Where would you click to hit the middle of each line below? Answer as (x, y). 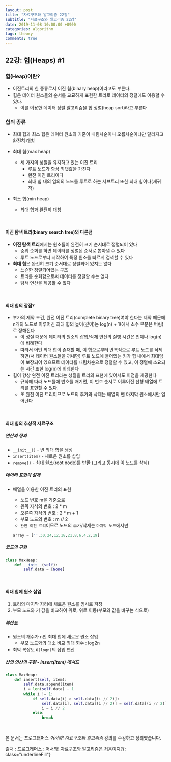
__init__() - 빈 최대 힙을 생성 (42, 450)
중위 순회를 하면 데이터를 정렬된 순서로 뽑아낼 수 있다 (73, 251)
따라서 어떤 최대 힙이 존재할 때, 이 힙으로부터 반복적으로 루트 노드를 (87, 350)
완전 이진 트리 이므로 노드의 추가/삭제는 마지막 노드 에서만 (74, 525)
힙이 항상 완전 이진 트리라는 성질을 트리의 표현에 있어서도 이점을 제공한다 (84, 375)
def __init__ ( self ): (36, 565)
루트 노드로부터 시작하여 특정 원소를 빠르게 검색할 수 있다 (77, 257)
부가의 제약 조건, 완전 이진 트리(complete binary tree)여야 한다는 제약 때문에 (89, 318)
